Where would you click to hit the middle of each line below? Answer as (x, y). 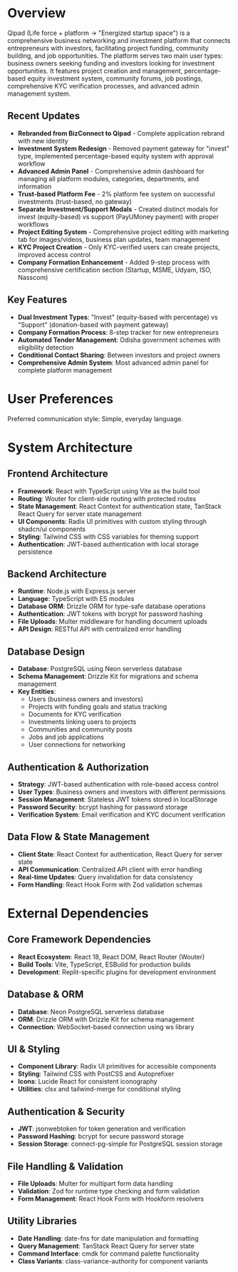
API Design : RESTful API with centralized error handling (99, 629)
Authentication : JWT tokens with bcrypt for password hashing (110, 614)
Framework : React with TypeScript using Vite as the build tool (109, 491)
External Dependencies (78, 913)
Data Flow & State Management (78, 837)
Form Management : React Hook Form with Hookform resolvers (111, 1198)
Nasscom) (33, 277)
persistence (35, 552)
